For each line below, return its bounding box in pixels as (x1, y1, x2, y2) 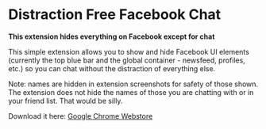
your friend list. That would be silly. (8, 96, 123, 105)
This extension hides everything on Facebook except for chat (8, 32, 215, 41)
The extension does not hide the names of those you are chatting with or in (8, 87, 254, 97)
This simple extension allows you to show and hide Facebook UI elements (8, 47, 250, 56)
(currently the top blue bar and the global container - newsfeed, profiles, (8, 55, 246, 65)
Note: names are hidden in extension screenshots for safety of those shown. (8, 79, 259, 89)
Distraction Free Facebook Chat (8, 6, 222, 24)
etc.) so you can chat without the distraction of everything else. (8, 63, 216, 73)
